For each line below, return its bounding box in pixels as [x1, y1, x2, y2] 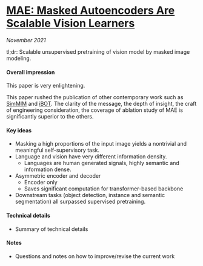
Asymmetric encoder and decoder [15, 172, 101, 180]
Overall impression [6, 68, 55, 76]
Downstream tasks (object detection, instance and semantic [15, 192, 165, 199]
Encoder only [24, 179, 58, 186]
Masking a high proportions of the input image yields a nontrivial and [15, 140, 187, 148]
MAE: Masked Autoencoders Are [6, 4, 175, 18]
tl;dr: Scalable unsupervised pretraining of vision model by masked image [6, 48, 190, 55]
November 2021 [6, 36, 47, 44]
